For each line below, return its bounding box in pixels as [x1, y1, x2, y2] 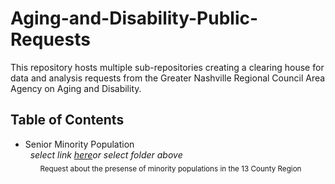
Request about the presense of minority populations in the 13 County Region [39, 163, 302, 174]
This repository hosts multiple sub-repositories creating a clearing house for [10, 61, 325, 73]
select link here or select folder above [29, 148, 183, 161]
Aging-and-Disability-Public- [10, 7, 259, 30]
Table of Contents [10, 112, 125, 129]
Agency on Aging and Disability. [10, 82, 142, 94]
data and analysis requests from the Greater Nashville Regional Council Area [10, 72, 326, 84]
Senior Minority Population [24, 138, 135, 150]
